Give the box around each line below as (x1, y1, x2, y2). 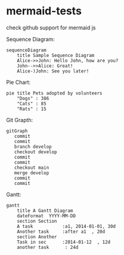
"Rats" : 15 (17, 106, 46, 112)
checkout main (14, 165, 49, 171)
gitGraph (6, 127, 28, 134)
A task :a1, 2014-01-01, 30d (17, 223, 116, 229)
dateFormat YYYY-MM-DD (17, 212, 76, 219)
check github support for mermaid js (6, 24, 96, 31)
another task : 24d (17, 244, 79, 250)
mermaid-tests (6, 4, 82, 18)
